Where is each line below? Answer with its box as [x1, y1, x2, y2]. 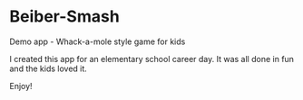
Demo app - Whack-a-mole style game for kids [9, 36, 186, 47]
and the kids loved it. [9, 63, 88, 74]
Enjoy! [9, 80, 34, 91]
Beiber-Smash [9, 6, 120, 27]
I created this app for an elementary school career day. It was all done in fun [9, 53, 295, 64]
